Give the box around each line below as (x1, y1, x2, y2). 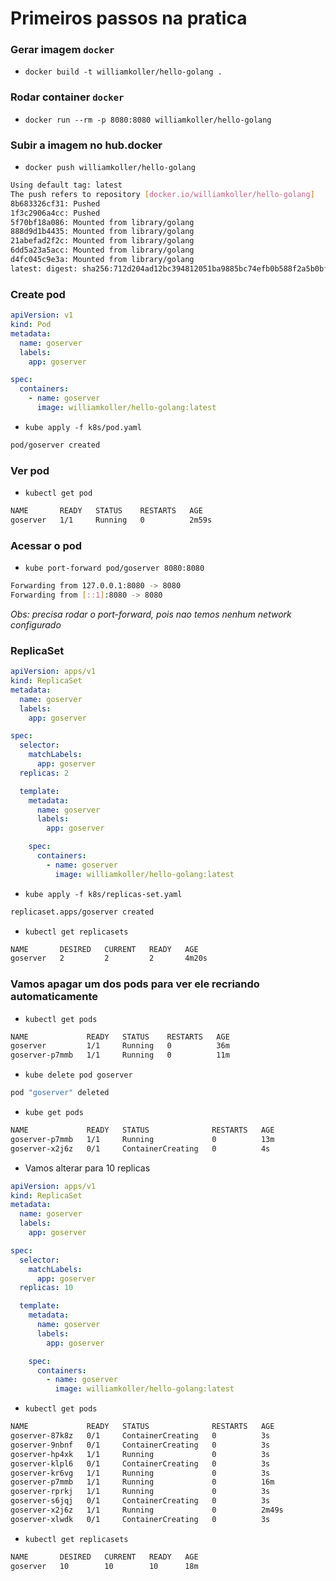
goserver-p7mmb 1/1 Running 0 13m (10, 1134, 275, 1144)
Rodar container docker (10, 90, 125, 104)
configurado (10, 618, 62, 631)
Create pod (10, 287, 66, 301)
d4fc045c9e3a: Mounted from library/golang (10, 255, 195, 265)
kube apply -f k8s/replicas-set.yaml (24, 889, 183, 899)
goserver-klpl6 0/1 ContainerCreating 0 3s (10, 1458, 271, 1469)
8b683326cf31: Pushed (10, 198, 101, 209)
